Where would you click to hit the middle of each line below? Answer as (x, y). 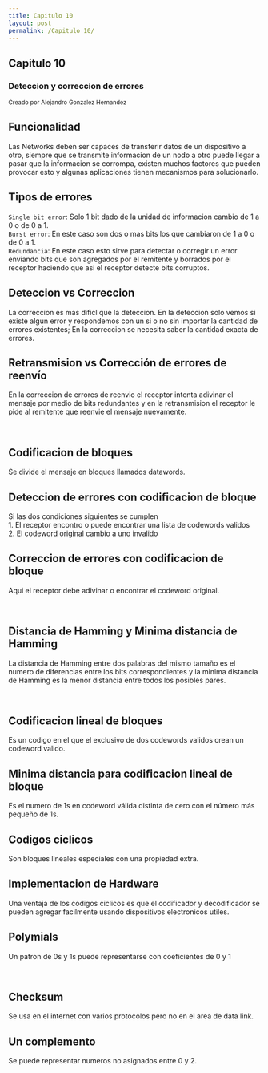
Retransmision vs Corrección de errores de (118, 363)
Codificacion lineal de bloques (86, 721)
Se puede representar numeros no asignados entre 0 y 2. (103, 1061)
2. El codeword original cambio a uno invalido (83, 533)
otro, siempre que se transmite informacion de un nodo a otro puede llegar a (134, 155)
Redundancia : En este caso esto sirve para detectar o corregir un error (123, 250)
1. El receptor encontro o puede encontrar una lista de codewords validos (129, 524)
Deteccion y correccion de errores (76, 86)
